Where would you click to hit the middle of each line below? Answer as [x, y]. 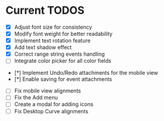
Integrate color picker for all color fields [63, 61]
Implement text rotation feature [52, 41]
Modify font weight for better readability [63, 34]
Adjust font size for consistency [53, 27]
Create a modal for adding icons [54, 104]
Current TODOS [45, 10]
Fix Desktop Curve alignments [51, 111]
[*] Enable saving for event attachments [63, 79]
